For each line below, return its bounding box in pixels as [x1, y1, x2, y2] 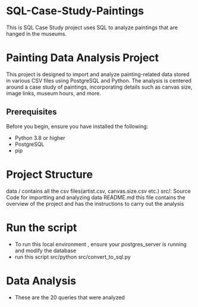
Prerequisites [6, 107, 57, 117]
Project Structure [6, 168, 93, 181]
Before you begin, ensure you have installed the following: [6, 123, 149, 130]
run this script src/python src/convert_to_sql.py [14, 253, 131, 260]
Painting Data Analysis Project [6, 51, 159, 65]
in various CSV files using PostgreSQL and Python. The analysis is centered [6, 77, 192, 84]
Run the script [6, 221, 77, 234]
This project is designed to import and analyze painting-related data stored [6, 70, 190, 78]
